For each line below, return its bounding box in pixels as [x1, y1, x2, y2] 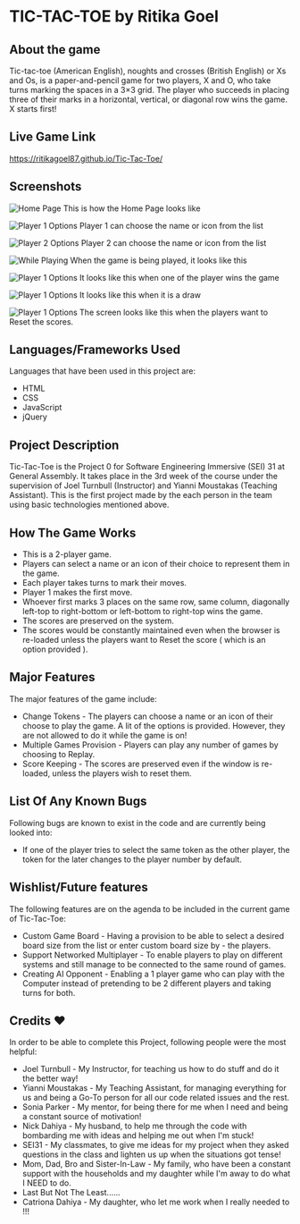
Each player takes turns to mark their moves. [21, 578, 187, 588]
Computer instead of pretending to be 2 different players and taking [21, 977, 271, 989]
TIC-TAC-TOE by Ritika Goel [9, 6, 219, 27]
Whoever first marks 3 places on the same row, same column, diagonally [21, 596, 290, 607]
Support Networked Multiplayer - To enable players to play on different [21, 950, 283, 960]
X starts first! [9, 104, 57, 114]
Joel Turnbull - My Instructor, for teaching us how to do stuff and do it [21, 1064, 279, 1075]
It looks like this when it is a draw [79, 289, 202, 300]
